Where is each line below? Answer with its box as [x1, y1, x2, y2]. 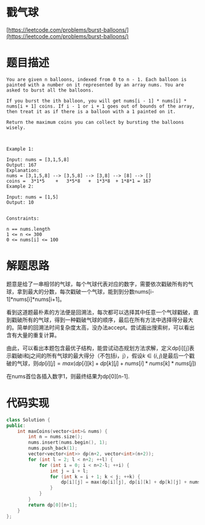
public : [6, 422, 26, 429]
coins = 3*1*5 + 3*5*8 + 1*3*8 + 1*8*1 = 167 [6, 178, 151, 184]
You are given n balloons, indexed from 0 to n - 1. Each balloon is [6, 76, 187, 82]
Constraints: [6, 215, 40, 222]
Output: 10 [6, 199, 34, 205]
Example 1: [6, 146, 34, 152]
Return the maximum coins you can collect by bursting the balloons [6, 119, 184, 125]
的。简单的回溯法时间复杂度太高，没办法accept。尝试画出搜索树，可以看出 [6, 324, 195, 331]
